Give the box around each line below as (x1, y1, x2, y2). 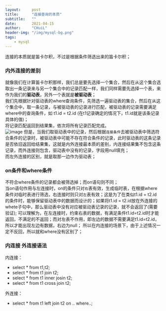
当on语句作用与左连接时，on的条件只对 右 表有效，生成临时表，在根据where (5, 185, 158, 191)
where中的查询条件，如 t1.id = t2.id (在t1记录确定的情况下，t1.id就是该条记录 (5, 110, 160, 116)
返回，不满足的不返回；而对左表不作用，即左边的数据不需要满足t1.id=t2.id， (5, 216, 160, 222)
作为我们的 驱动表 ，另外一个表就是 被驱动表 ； (5, 92, 96, 98)
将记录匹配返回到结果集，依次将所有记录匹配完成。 (5, 123, 109, 129)
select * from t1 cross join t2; (12, 280, 71, 286)
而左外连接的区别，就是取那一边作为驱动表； (5, 154, 96, 160)
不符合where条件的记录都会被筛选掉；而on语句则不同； (5, 179, 119, 185)
